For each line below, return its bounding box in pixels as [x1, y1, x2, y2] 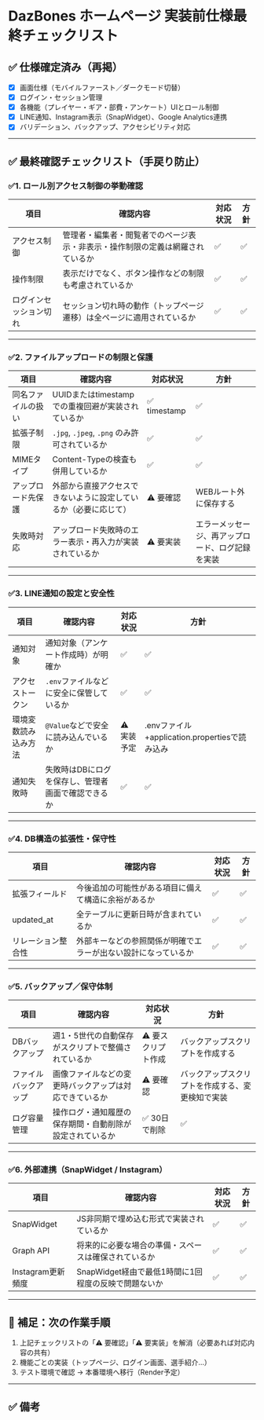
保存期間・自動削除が [52, 1118, 132, 1129]
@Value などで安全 [45, 719, 109, 730]
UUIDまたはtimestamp [52, 390, 135, 401]
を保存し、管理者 [45, 775, 108, 786]
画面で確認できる [45, 787, 108, 798]
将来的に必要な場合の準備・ [76, 1240, 179, 1251]
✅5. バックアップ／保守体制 [8, 981, 113, 992]
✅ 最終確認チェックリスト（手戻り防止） [8, 155, 206, 168]
